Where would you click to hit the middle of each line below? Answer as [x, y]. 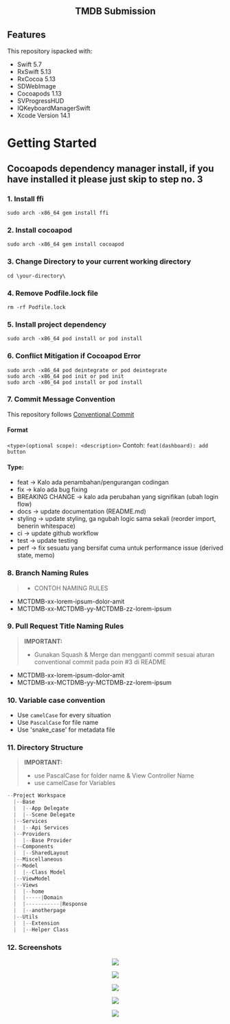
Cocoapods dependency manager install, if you [111, 168]
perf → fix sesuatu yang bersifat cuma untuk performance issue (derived [120, 548]
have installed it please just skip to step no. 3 [105, 179]
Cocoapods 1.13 [39, 94]
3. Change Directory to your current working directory [99, 261]
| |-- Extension [36, 923]
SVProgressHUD [41, 101]
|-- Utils [26, 917]
